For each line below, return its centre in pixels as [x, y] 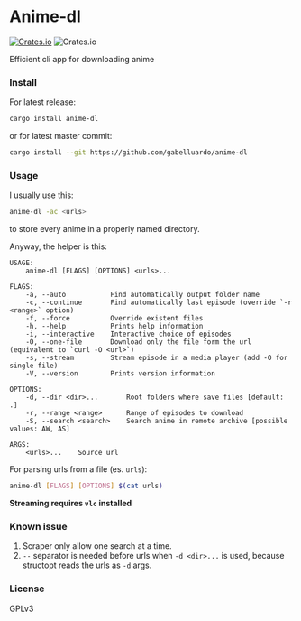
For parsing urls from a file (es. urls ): [78, 469]
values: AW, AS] [40, 429]
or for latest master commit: [61, 136]
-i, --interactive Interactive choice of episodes [128, 334]
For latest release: [43, 102]
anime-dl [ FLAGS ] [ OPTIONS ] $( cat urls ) [87, 486]
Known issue [38, 526]
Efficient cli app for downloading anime [82, 59]
